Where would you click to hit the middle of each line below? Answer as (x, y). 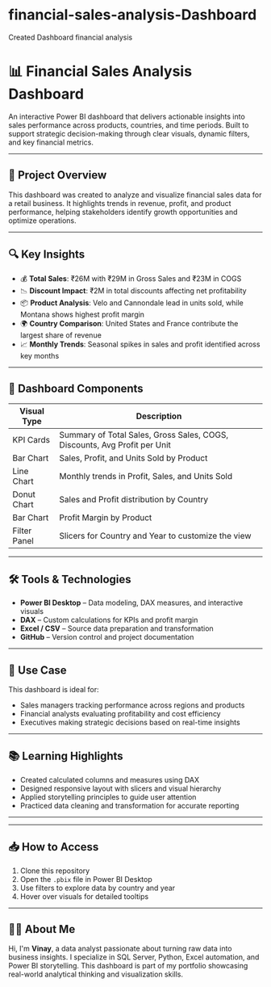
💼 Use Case (38, 670)
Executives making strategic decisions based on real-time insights (130, 722)
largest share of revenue (61, 335)
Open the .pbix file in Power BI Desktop (86, 879)
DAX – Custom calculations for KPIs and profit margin (109, 620)
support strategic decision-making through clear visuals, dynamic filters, (129, 133)
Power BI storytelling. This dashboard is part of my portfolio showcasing (128, 966)
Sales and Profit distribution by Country (134, 500)
